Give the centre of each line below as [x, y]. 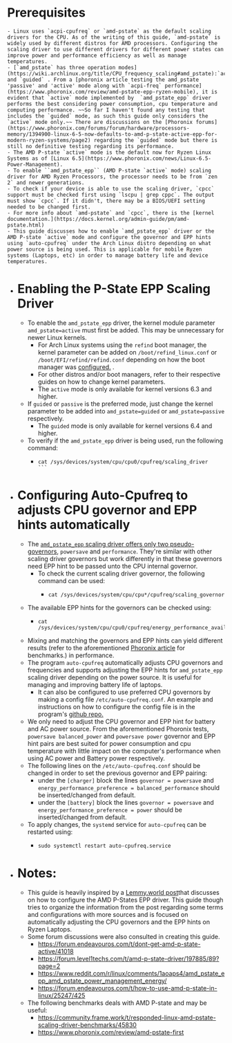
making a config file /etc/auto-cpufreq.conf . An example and [125, 699]
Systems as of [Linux [38, 158]
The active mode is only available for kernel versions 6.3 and [125, 389]
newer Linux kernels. [57, 337]
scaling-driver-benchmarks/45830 [87, 1025]
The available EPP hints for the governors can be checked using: [119, 607]
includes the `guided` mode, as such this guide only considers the [108, 116]
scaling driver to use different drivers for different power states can [116, 49]
